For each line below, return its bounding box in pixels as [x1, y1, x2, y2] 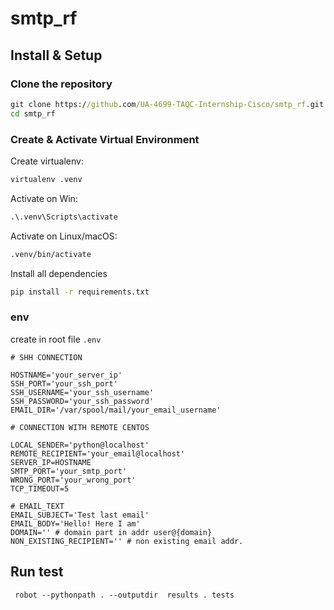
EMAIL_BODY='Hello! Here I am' [10, 518, 141, 529]
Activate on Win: [10, 192, 78, 204]
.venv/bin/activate [10, 249, 92, 259]
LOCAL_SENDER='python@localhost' [10, 440, 150, 450]
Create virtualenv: [10, 155, 84, 167]
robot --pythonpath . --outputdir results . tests [14, 590, 235, 600]
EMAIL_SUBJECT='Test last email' [10, 510, 150, 520]
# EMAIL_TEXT [10, 501, 65, 511]
